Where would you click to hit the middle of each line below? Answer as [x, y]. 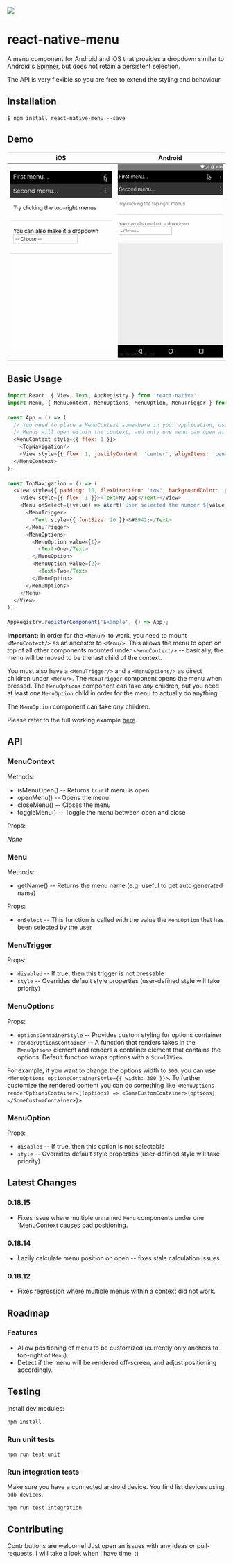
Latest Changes [42, 1183]
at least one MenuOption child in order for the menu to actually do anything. [113, 693]
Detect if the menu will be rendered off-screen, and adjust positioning [117, 1362]
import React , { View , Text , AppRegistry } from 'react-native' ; [103, 396]
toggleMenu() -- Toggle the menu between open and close [101, 812]
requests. [21, 1554]
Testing [24, 1392]
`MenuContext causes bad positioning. [72, 1225]
